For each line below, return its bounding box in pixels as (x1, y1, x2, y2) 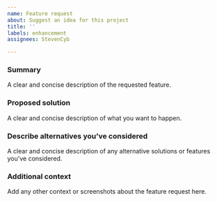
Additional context (7, 171, 72, 181)
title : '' (7, 23, 36, 30)
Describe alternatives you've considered (7, 131, 148, 141)
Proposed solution (7, 98, 71, 108)
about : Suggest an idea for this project (7, 17, 129, 24)
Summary (7, 65, 42, 75)
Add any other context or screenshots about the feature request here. (7, 187, 207, 196)
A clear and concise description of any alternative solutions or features (7, 147, 211, 155)
